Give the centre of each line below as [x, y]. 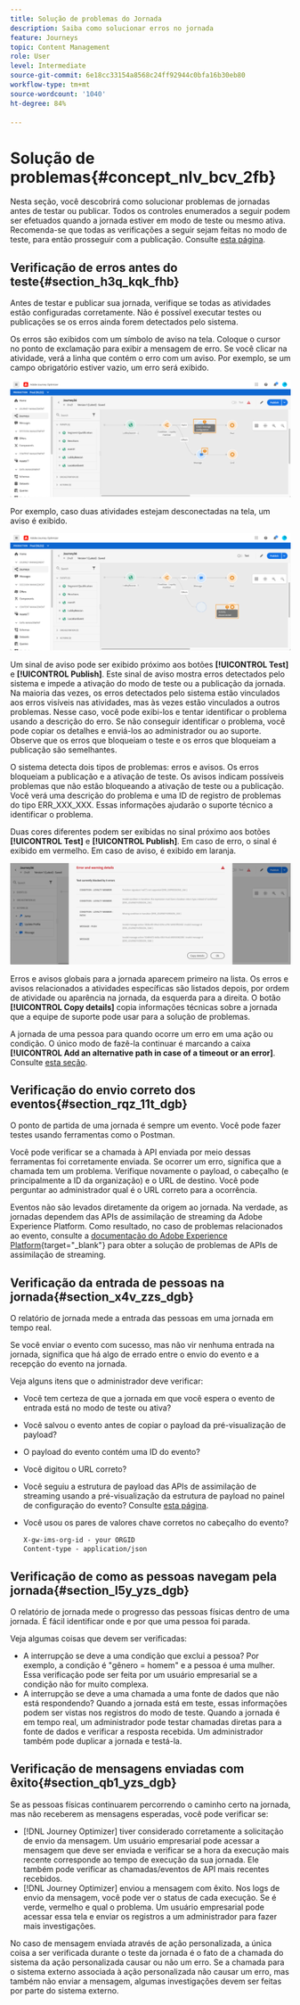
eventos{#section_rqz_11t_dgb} [99, 1104]
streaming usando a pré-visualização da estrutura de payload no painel [154, 1496]
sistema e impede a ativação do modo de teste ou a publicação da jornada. [148, 684]
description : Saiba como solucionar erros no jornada [112, 28]
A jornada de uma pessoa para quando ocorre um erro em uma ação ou [142, 1033]
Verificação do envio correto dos [103, 1090]
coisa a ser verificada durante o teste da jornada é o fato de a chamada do [147, 1952]
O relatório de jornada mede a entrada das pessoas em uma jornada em [142, 1319]
